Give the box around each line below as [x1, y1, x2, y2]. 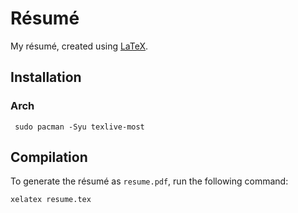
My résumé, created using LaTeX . [10, 40, 149, 52]
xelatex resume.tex [10, 195, 92, 205]
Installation [10, 69, 82, 86]
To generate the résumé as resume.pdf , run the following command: [10, 175, 289, 187]
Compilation [10, 149, 88, 166]
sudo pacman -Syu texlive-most [14, 122, 145, 132]
